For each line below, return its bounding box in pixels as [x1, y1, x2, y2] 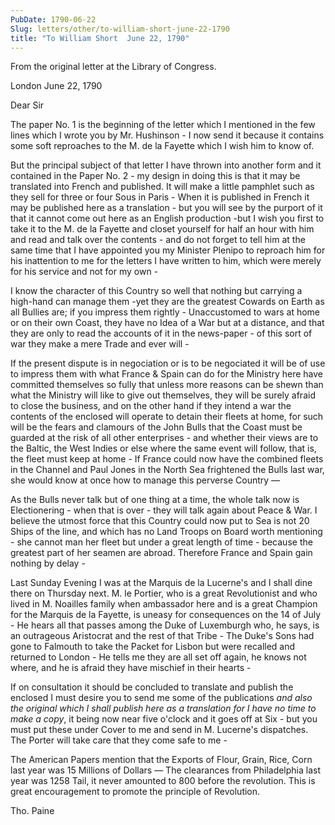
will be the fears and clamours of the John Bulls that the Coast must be [10, 421, 303, 433]
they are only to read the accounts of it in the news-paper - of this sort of [10, 327, 313, 340]
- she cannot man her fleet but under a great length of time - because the [10, 536, 313, 548]
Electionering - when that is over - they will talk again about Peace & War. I [10, 504, 318, 516]
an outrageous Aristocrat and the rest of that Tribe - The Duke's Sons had [10, 630, 315, 642]
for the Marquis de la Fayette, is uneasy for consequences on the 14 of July [10, 609, 322, 621]
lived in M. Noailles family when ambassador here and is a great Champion [10, 598, 318, 610]
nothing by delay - [10, 557, 86, 570]
